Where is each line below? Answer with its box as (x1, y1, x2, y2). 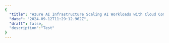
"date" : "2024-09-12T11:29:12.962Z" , (9, 16, 89, 21)
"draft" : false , (9, 21, 43, 26)
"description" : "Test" (9, 26, 55, 31)
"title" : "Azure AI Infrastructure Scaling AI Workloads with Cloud (9, 12, 156, 17)
